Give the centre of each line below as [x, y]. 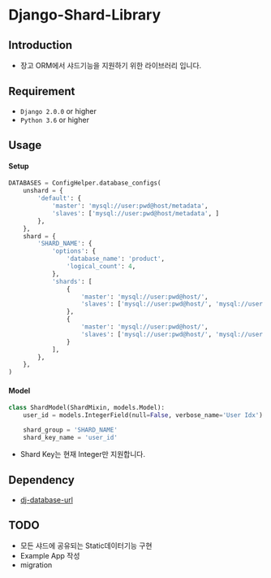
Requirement [42, 91]
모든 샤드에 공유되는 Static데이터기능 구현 [86, 545]
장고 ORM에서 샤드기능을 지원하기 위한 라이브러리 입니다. [111, 65]
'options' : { [73, 251]
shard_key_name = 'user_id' [70, 437]
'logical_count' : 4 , [101, 267]
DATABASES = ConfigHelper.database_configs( [85, 183]
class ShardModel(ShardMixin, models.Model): [86, 408]
